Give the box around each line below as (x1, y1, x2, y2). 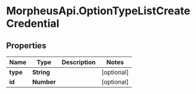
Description (62, 58, 96, 66)
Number (32, 78, 56, 86)
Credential (6, 17, 60, 30)
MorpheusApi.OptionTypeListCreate (6, 4, 191, 18)
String (32, 68, 50, 76)
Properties (6, 40, 47, 51)
